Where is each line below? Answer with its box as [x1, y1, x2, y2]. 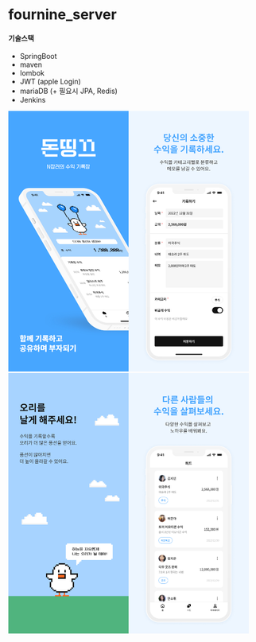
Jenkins [19, 95, 46, 105]
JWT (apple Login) [19, 77, 81, 87]
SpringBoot [19, 52, 57, 61]
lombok [19, 68, 45, 78]
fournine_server [8, 6, 117, 24]
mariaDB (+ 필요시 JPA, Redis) [19, 86, 118, 96]
